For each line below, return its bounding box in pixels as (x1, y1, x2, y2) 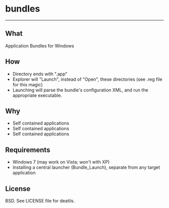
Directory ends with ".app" (12, 71, 68, 77)
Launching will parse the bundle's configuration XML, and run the (12, 87, 148, 93)
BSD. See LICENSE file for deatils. (5, 198, 75, 203)
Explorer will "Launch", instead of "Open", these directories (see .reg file (12, 76, 162, 82)
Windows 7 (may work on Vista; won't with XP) (12, 159, 110, 165)
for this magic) (12, 81, 43, 87)
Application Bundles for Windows (5, 42, 74, 48)
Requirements (5, 145, 50, 154)
